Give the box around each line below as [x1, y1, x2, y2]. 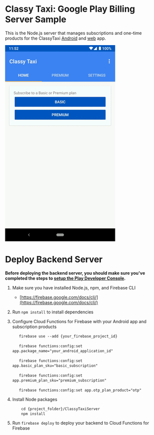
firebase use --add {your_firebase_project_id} [19, 333, 118, 339]
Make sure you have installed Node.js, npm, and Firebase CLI [12, 284, 136, 290]
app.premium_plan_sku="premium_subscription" [12, 378, 107, 383]
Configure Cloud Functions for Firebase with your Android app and [12, 318, 147, 324]
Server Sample [5, 14, 66, 25]
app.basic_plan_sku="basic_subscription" [12, 363, 98, 368]
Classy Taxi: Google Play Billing [5, 3, 135, 15]
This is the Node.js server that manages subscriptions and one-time [5, 30, 142, 36]
